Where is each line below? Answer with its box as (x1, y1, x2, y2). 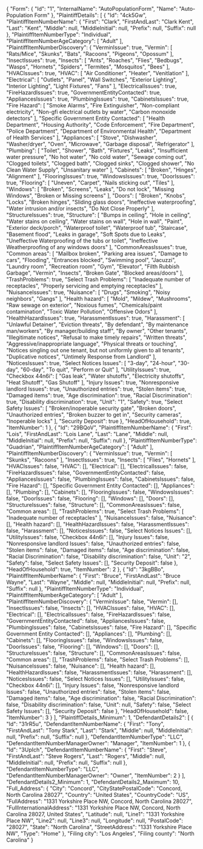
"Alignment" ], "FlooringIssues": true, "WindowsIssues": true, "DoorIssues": (6, 173, 195, 180)
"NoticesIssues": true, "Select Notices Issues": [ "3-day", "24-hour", (6, 360, 177, 366)
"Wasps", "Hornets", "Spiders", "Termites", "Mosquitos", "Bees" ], (6, 63, 170, 70)
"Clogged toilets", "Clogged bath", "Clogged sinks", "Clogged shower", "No (6, 160, 195, 167)
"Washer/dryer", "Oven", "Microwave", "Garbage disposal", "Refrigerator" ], (6, 141, 195, 147)
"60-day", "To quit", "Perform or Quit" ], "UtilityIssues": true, (20, 366, 171, 373)
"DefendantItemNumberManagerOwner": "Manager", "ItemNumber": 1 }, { (6, 740, 191, 747)
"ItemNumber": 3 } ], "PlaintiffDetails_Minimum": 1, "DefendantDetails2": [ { (6, 714, 194, 721)
